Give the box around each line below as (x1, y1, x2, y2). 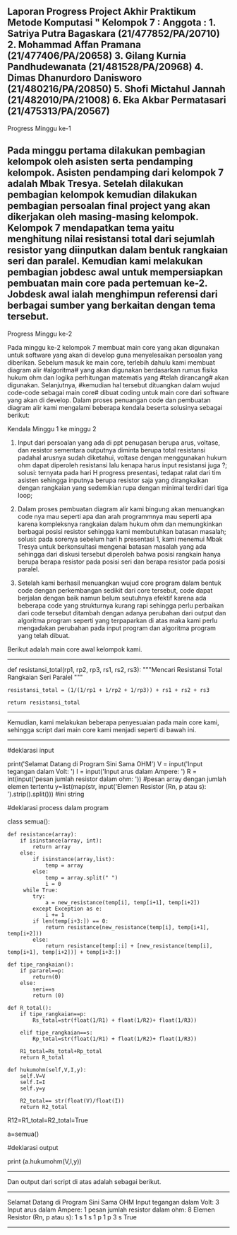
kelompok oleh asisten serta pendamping (7, 156, 193, 168)
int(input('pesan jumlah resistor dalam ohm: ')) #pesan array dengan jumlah (7, 775, 227, 783)
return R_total (20, 1054, 65, 1061)
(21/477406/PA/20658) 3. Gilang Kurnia (7, 50, 187, 62)
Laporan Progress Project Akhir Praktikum (7, 6, 196, 18)
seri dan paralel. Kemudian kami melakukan (7, 255, 203, 268)
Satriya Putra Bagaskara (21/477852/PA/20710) (7, 28, 220, 40)
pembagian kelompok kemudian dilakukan (7, 189, 197, 201)
